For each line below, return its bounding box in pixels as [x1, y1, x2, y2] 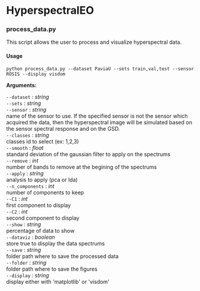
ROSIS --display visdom [6, 71, 66, 77]
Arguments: [6, 82, 37, 89]
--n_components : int [6, 182, 55, 190]
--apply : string [6, 169, 44, 177]
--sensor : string [6, 106, 47, 113]
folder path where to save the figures [6, 265, 98, 272]
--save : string [6, 246, 41, 253]
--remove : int [6, 157, 39, 164]
